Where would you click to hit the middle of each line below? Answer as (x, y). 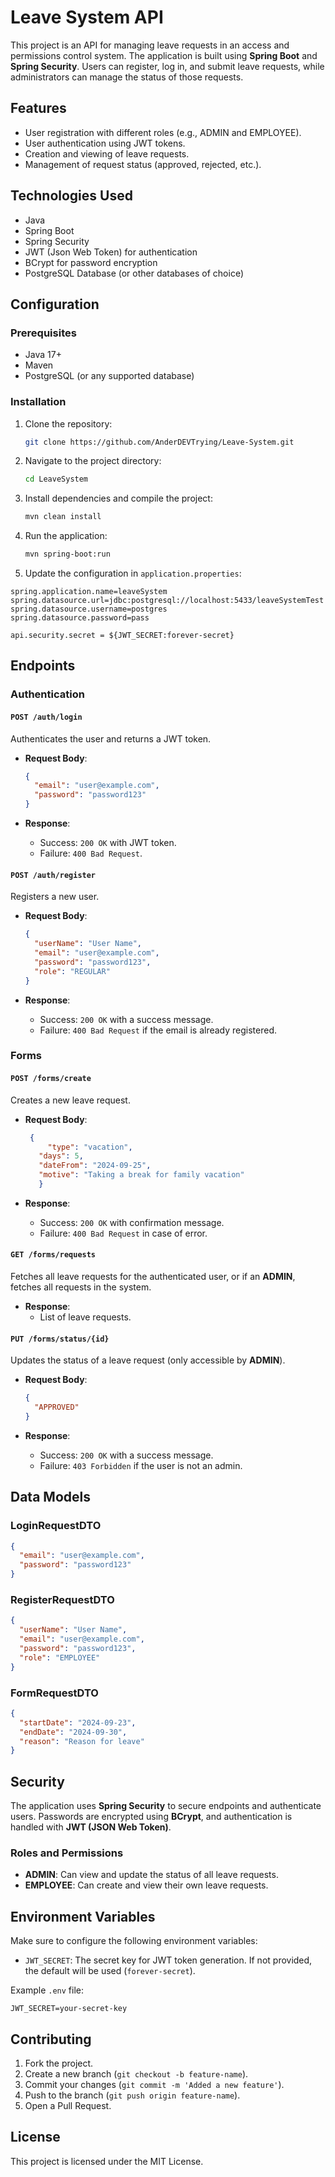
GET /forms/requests (53, 1255)
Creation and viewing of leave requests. (107, 153)
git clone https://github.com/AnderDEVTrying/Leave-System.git (159, 442)
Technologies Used (71, 196)
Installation (38, 402)
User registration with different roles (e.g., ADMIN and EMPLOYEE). (163, 132)
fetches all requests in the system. (81, 1287)
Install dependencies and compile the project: (118, 498)
